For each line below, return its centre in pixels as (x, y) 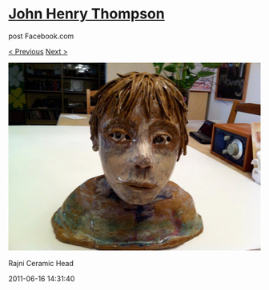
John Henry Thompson (87, 14)
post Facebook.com (41, 36)
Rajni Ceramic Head (41, 264)
